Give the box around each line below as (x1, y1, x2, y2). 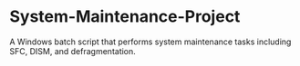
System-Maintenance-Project (9, 6, 241, 27)
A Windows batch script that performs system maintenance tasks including (9, 36, 292, 47)
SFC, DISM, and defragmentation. (9, 45, 137, 56)
